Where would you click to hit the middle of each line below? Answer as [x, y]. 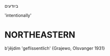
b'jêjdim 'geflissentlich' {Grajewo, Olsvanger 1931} [55, 48]
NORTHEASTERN [40, 35]
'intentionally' [18, 15]
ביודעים [11, 6]
